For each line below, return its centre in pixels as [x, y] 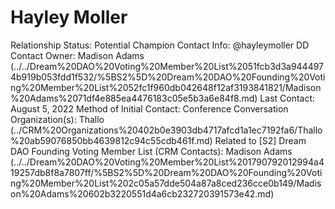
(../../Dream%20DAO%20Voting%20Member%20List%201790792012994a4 [167, 162]
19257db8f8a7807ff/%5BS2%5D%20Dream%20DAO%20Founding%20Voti [166, 172]
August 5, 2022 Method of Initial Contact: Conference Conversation [149, 108]
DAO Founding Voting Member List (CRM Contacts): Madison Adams [151, 151]
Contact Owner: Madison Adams [77, 55]
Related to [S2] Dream [260, 140]
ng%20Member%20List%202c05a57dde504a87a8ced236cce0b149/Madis [166, 183]
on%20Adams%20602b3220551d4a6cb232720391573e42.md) [142, 193]
